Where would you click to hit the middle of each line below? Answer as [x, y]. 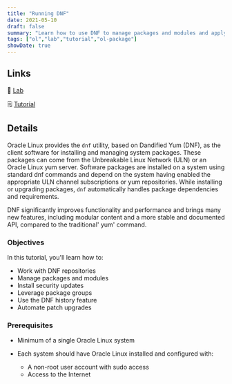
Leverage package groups [55, 292]
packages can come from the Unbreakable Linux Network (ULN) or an [107, 160]
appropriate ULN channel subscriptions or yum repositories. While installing [115, 182]
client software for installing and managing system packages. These [104, 152]
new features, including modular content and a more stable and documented [116, 217]
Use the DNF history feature [57, 300]
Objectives [26, 242]
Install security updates [50, 285]
